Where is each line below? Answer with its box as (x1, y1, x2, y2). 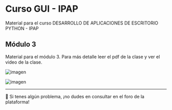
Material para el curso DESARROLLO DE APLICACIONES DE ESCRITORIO (5, 20, 159, 26)
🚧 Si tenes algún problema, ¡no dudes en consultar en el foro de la (5, 93, 145, 99)
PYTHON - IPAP (5, 25, 39, 31)
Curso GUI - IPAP (5, 3, 78, 15)
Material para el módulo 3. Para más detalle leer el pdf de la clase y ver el (5, 53, 160, 60)
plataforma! (5, 99, 30, 105)
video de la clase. (5, 59, 42, 65)
